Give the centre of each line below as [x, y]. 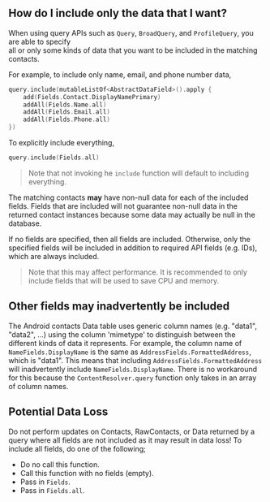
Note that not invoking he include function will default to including [139, 173]
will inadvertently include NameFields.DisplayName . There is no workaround [133, 369]
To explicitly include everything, [62, 143]
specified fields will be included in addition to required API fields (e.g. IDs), [133, 248]
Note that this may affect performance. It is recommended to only [137, 272]
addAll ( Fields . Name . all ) [65, 105]
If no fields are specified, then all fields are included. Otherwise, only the [130, 239]
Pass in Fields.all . [52, 490]
